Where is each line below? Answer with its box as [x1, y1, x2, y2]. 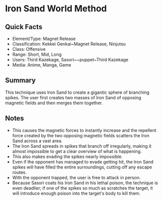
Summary [5, 76, 36, 84]
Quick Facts [5, 23, 43, 31]
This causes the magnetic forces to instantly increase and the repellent [12, 127, 157, 133]
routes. [12, 169, 27, 175]
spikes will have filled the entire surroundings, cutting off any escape [12, 164, 152, 170]
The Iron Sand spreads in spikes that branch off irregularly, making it [12, 143, 152, 149]
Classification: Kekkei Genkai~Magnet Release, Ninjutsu [12, 41, 126, 47]
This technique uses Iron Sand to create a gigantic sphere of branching [5, 89, 150, 95]
